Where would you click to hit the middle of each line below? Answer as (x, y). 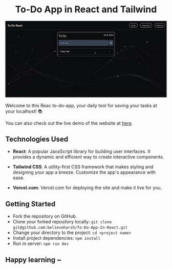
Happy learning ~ (34, 260)
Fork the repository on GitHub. (45, 216)
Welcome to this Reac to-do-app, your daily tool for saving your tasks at (81, 105)
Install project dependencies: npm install (57, 238)
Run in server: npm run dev (41, 244)
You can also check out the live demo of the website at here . (69, 123)
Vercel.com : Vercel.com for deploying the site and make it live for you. (87, 188)
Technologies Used (37, 139)
